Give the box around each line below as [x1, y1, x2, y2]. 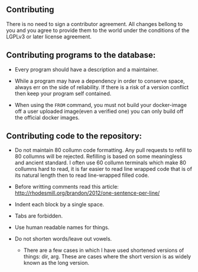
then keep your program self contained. [14, 90, 112, 97]
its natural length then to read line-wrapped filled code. [14, 171, 150, 179]
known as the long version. [23, 260, 90, 267]
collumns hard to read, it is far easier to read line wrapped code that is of [14, 166, 192, 173]
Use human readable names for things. [14, 224, 110, 231]
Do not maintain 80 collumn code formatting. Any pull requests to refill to [14, 147, 192, 154]
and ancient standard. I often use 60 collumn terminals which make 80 [14, 159, 186, 166]
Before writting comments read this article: [14, 183, 119, 190]
